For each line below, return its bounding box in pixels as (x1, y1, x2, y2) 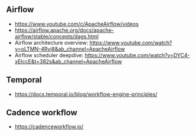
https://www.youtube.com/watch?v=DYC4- (84, 51, 190, 58)
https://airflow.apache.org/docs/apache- (14, 26, 114, 34)
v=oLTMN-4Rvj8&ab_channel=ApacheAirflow (14, 45, 125, 52)
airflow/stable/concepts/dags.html (14, 32, 99, 40)
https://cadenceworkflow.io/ (14, 123, 84, 130)
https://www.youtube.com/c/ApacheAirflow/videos (14, 20, 139, 27)
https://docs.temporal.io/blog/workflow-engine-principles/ (14, 91, 158, 98)
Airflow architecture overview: (14, 39, 89, 46)
